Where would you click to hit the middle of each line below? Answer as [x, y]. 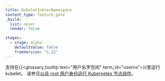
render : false [25, 29]
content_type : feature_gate [35, 15]
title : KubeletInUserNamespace [39, 10]
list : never [23, 24]
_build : [14, 19]
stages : [14, 38]
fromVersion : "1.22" [36, 52]
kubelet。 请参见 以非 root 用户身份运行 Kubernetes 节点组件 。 [71, 73]
